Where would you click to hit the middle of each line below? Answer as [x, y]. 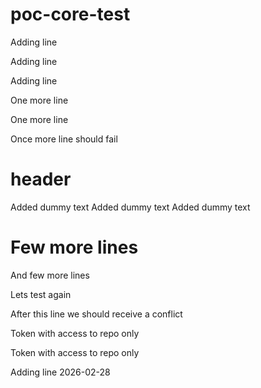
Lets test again [41, 294]
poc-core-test [70, 14]
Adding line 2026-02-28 [60, 372]
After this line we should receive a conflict [96, 314]
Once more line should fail [64, 139]
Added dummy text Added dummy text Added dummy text [130, 207]
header [41, 179]
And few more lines [50, 275]
